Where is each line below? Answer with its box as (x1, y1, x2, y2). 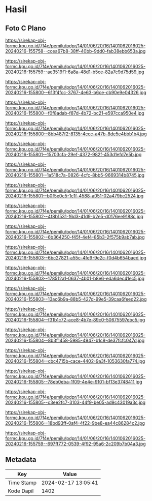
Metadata (5, 455, 36, 464)
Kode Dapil (8, 487, 34, 494)
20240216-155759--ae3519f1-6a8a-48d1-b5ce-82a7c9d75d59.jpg (5, 69, 144, 75)
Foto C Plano (5, 24, 46, 33)
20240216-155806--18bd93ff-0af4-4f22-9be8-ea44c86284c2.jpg (5, 420, 145, 426)
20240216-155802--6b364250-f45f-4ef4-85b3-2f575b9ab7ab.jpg (5, 234, 145, 240)
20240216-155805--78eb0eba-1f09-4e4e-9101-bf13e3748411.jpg (5, 379, 143, 385)
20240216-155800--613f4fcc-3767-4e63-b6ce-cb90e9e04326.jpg (5, 90, 147, 95)
